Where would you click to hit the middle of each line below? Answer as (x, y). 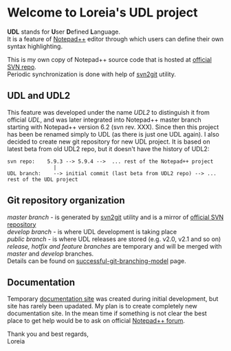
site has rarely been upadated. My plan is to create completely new (102, 306)
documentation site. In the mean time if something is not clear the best (107, 313)
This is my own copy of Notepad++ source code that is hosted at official (109, 59)
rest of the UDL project (43, 179)
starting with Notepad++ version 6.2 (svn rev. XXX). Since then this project (113, 127)
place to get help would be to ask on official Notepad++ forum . (96, 321)
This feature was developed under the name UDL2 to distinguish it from (108, 112)
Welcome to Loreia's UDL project (102, 13)
